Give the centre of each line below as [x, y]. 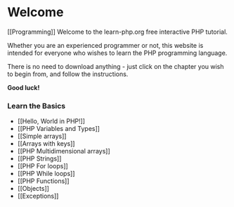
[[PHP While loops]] [46, 174]
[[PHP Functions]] [43, 181]
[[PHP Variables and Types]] [59, 129]
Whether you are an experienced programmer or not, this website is [105, 45]
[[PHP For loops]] [43, 166]
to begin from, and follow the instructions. [68, 74]
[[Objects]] [33, 189]
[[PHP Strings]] [39, 158]
